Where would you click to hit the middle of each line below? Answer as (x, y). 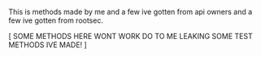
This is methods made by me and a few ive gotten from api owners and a (130, 12)
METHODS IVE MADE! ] (48, 45)
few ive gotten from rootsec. (56, 20)
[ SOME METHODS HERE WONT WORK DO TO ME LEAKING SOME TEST (131, 36)
